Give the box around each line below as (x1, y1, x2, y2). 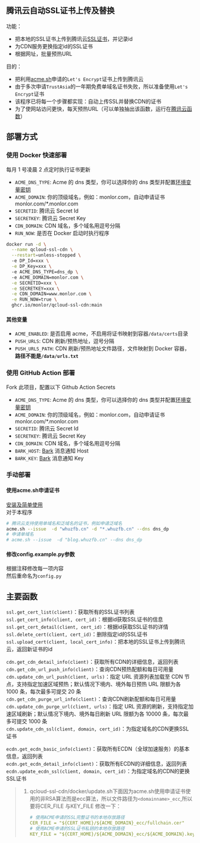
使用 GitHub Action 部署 (6, 369, 76, 377)
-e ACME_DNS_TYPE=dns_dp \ (11, 268, 79, 275)
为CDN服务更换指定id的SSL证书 (14, 42, 93, 49)
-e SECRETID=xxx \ (11, 280, 58, 286)
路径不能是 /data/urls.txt (14, 352, 79, 360)
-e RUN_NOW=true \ (11, 296, 58, 302)
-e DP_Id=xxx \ (11, 258, 49, 264)
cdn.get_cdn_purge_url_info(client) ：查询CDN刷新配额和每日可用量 (6, 695, 177, 702)
